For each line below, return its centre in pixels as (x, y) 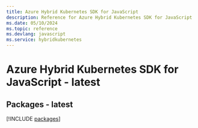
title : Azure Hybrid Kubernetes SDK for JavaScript (72, 12)
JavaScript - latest (53, 82)
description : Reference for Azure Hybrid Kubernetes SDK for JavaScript (99, 17)
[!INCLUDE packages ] (33, 119)
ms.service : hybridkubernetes (44, 40)
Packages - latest (40, 104)
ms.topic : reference (32, 29)
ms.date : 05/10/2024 (32, 23)
